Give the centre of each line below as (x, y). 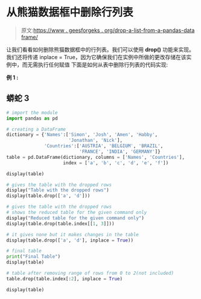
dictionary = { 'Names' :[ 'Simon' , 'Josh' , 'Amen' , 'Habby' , (82, 135)
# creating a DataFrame (36, 129)
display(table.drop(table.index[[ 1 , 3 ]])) (60, 223)
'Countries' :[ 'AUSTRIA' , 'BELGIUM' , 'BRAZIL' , (104, 146)
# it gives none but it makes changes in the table (72, 234)
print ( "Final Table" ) (33, 257)
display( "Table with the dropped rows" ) (58, 190)
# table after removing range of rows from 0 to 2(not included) (90, 273)
